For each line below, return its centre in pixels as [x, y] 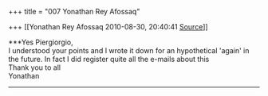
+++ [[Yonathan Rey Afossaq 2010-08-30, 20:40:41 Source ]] [108, 27]
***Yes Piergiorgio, [41, 42]
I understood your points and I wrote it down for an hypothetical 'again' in [129, 50]
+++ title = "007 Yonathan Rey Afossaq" [74, 12]
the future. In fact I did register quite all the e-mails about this [109, 59]
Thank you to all [35, 67]
